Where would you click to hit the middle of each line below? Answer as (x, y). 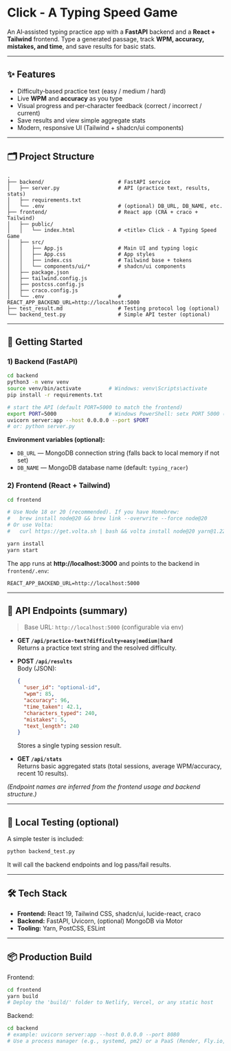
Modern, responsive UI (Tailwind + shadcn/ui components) (100, 127)
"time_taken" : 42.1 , (53, 707)
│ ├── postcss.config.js (46, 284)
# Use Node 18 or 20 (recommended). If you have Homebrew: (93, 512)
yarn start (23, 550)
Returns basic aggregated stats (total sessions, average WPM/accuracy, (119, 766)
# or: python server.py (41, 427)
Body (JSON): (37, 668)
